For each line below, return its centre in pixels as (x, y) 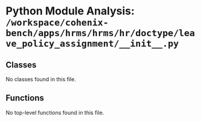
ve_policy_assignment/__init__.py (92, 44)
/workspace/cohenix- (57, 23)
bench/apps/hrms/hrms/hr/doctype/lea (101, 33)
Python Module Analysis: (70, 11)
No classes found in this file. (41, 79)
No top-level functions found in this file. (55, 112)
